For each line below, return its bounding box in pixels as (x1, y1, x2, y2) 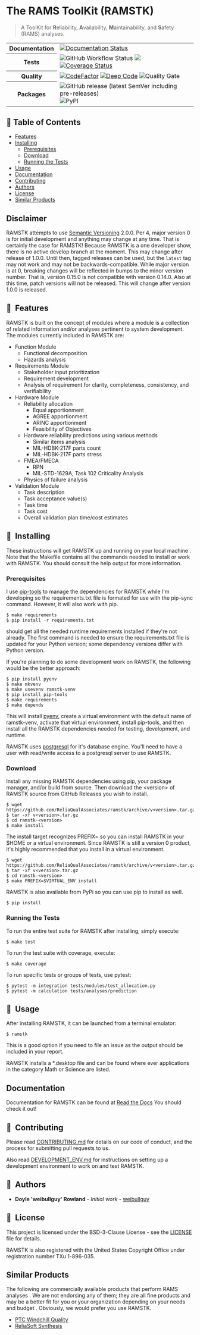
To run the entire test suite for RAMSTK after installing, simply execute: (6, 927, 180, 935)
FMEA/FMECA (23, 457, 59, 464)
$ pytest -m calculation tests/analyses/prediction (6, 988, 137, 994)
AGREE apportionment (32, 412, 87, 420)
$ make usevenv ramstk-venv (6, 686, 76, 692)
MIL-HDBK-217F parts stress (32, 450, 102, 457)
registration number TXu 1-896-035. (6, 1252, 95, 1259)
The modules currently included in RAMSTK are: (6, 331, 124, 339)
